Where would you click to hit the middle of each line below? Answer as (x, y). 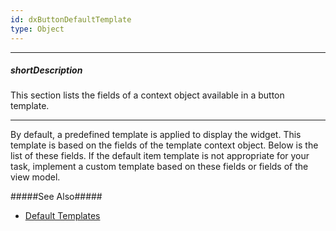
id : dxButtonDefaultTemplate (71, 19)
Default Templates (62, 216)
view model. (35, 177)
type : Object (37, 29)
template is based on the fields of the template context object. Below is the (164, 145)
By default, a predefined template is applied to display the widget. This (156, 135)
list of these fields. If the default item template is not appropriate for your (160, 156)
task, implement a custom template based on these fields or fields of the (159, 167)
